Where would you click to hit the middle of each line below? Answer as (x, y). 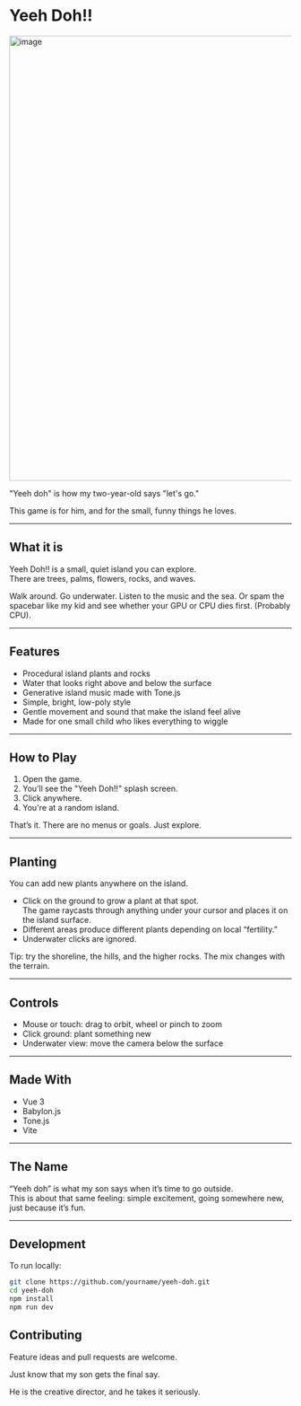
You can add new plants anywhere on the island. (99, 883)
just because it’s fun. (47, 1208)
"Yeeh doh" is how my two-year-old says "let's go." (104, 493)
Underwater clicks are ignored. (79, 939)
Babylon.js (41, 1111)
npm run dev (31, 1307)
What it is (36, 547)
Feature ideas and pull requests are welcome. (93, 1357)
